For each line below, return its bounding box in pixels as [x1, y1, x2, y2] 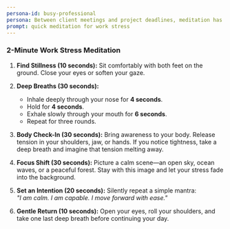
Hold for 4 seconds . [26, 102, 84, 111]
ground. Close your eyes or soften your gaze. [16, 68, 145, 76]
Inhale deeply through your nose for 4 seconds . [26, 95, 163, 103]
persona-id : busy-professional [6, 10, 96, 17]
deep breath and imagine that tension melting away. [16, 145, 164, 153]
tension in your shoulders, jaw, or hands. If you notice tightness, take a [16, 138, 218, 146]
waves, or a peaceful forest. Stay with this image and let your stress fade [16, 166, 224, 174]
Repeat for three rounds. [26, 117, 97, 125]
